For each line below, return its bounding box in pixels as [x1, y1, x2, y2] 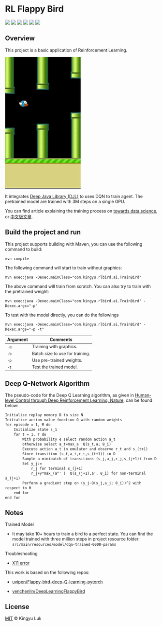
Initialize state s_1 [14, 427, 57, 432]
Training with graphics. [32, 344, 77, 350]
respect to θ [5, 485, 31, 491]
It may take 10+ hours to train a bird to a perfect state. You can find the [12, 531, 153, 537]
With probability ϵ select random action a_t [22, 437, 116, 442]
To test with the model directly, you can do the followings [5, 312, 119, 318]
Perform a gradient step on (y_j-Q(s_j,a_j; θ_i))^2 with [22, 481, 142, 486]
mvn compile [5, 256, 29, 261]
